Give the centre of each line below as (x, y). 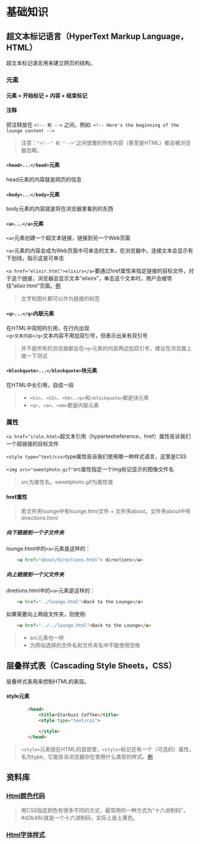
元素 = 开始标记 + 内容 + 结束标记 (47, 95)
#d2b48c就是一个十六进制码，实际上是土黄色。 (80, 818)
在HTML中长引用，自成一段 (40, 385)
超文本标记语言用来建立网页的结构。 (51, 63)
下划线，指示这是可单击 (35, 258)
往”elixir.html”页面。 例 (34, 286)
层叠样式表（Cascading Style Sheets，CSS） (91, 666)
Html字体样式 (26, 834)
